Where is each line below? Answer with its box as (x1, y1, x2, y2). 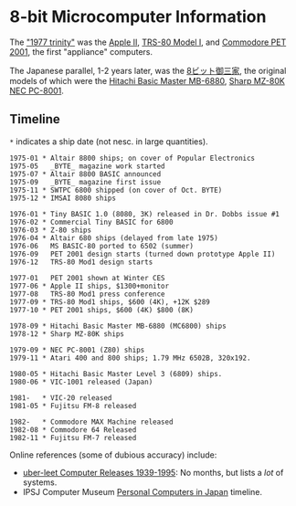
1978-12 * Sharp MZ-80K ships (9, 329, 125, 339)
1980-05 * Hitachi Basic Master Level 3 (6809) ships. (9, 369, 223, 378)
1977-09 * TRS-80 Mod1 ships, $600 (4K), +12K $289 (9, 297, 210, 307)
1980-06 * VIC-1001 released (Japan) (9, 377, 153, 386)
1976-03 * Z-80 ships (9, 226, 92, 235)
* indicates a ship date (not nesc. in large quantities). (9, 135, 208, 147)
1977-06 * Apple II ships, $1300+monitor (9, 281, 170, 290)
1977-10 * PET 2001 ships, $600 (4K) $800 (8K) (9, 305, 195, 314)
